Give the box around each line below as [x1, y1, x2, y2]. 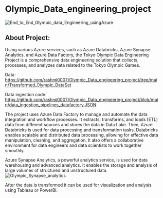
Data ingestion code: [5, 91, 47, 97]
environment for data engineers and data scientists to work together [5, 142, 142, 148]
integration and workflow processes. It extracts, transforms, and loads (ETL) [5, 116, 158, 122]
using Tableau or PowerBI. [5, 187, 58, 193]
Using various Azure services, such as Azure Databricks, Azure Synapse [5, 46, 151, 52]
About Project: [5, 34, 50, 42]
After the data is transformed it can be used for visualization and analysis [5, 182, 152, 188]
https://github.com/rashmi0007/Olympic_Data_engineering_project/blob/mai [5, 97, 158, 102]
